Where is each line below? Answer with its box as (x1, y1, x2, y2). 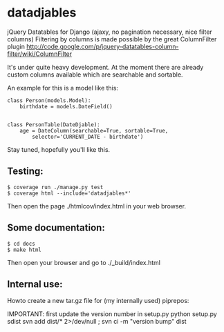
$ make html (7, 246, 41, 253)
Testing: (7, 166, 44, 177)
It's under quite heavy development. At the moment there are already (7, 63, 204, 71)
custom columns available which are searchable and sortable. (7, 70, 183, 79)
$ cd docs (7, 240, 36, 247)
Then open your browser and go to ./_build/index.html (7, 258, 161, 266)
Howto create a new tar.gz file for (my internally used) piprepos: (7, 297, 189, 305)
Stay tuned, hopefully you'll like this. (7, 145, 111, 153)
